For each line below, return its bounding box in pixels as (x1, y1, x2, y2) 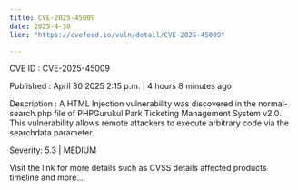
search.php (9, 108, 53, 119)
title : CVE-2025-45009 (9, 13, 95, 23)
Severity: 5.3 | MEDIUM (9, 145, 97, 155)
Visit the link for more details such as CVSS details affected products (9, 163, 267, 174)
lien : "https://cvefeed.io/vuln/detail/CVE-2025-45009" (9, 30, 225, 39)
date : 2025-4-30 (9, 22, 71, 31)
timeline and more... (9, 172, 84, 183)
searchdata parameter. (9, 127, 94, 138)
